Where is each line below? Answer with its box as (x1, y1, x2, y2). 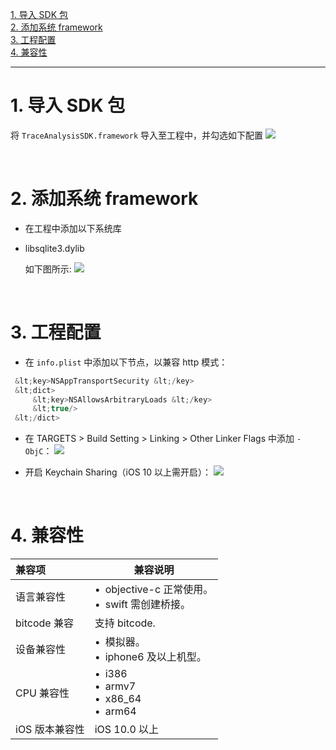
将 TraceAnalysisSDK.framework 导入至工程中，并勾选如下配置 (10, 129, 264, 141)
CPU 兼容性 (15, 686, 70, 700)
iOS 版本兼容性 (15, 723, 85, 737)
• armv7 (94, 679, 137, 693)
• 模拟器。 (94, 635, 146, 649)
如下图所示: (24, 263, 72, 275)
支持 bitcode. (94, 616, 156, 630)
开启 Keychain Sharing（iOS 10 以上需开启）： (24, 466, 212, 478)
